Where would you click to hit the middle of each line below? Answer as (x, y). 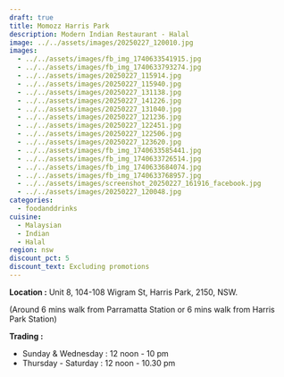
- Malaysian (40, 225)
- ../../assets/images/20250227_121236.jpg (99, 117)
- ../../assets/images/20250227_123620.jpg (99, 142)
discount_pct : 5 (39, 259)
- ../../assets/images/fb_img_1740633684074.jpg (109, 167)
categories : (31, 201)
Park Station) (33, 319)
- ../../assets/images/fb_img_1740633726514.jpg (109, 159)
